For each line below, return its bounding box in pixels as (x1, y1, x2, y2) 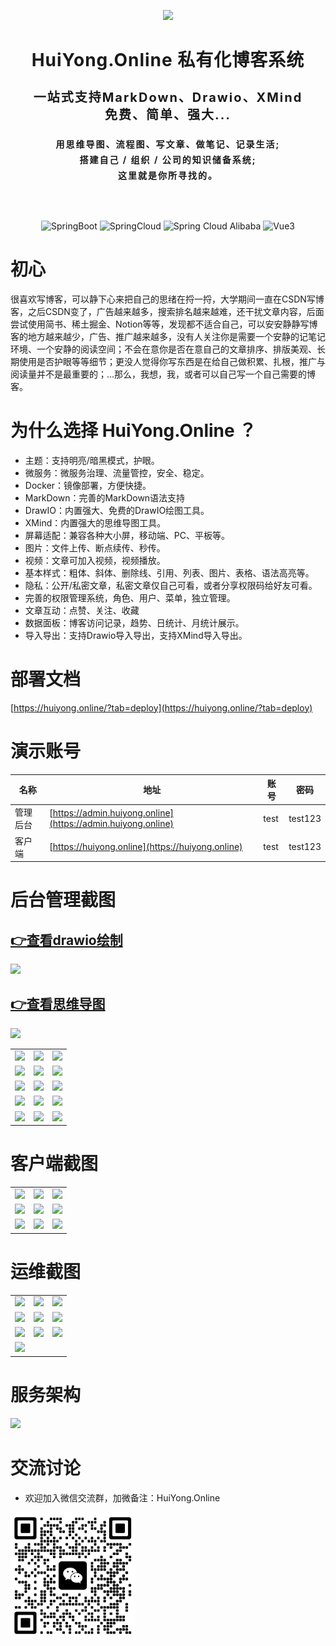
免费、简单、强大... (104, 107, 232, 124)
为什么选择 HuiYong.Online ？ (10, 419, 257, 442)
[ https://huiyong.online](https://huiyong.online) (49, 841, 243, 853)
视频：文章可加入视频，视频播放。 (24, 554, 166, 566)
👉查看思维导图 (10, 996, 106, 1013)
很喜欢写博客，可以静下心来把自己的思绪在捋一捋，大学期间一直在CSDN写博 (10, 293, 325, 305)
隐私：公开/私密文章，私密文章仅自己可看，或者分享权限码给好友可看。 (24, 579, 318, 591)
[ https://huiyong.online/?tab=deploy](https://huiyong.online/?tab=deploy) (10, 701, 313, 714)
